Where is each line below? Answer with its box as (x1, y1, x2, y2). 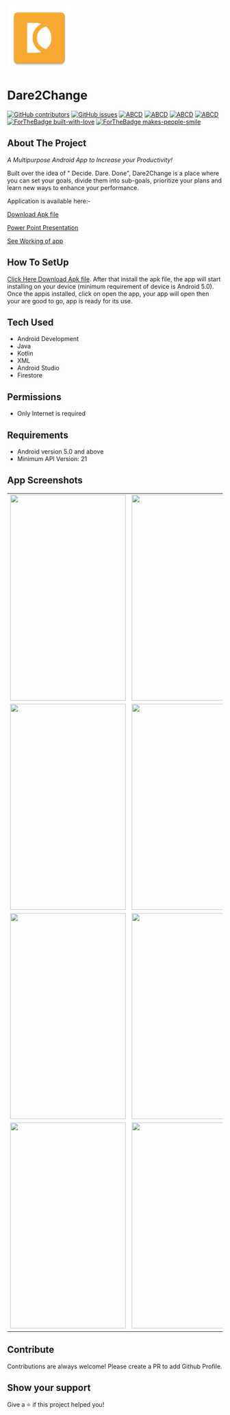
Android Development (16, 335, 79, 343)
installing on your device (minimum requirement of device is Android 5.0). (7, 282, 214, 290)
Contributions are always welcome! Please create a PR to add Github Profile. (7, 1362, 222, 1370)
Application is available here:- (7, 197, 91, 205)
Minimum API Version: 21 (16, 455, 88, 463)
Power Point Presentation (7, 223, 79, 231)
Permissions (7, 391, 62, 403)
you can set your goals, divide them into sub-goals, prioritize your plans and (7, 176, 222, 185)
